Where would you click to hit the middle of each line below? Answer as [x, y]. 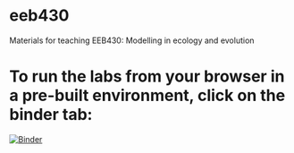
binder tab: [51, 115]
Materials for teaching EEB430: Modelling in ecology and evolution [132, 40]
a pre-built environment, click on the [147, 96]
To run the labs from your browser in [147, 76]
